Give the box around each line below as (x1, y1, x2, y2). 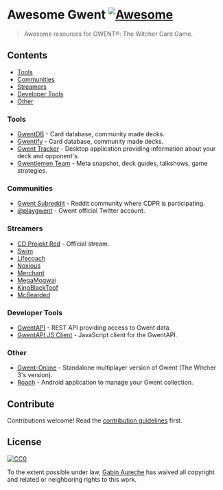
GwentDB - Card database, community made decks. (16, 130, 165, 138)
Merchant (16, 268, 45, 277)
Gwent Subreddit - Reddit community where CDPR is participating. (16, 200, 206, 208)
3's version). (16, 371, 53, 379)
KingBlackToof (16, 283, 58, 292)
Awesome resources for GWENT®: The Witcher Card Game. (23, 30, 193, 38)
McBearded (16, 290, 51, 299)
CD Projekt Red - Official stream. (16, 239, 110, 248)
